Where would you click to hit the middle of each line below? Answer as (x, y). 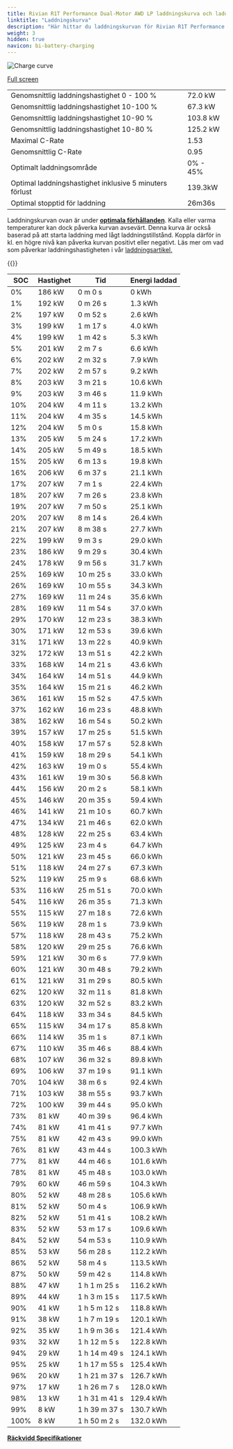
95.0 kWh (146, 1105)
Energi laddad (154, 280)
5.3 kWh (144, 337)
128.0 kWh (149, 1387)
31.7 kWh (146, 563)
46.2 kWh (146, 687)
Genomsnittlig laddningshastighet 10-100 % (84, 107)
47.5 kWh (146, 698)
